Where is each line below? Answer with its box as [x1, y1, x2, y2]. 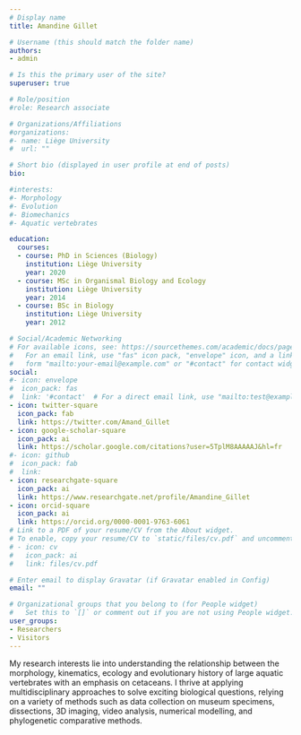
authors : [9, 46, 42, 55]
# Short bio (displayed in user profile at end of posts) [9, 160, 230, 170]
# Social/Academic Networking [9, 334, 123, 343]
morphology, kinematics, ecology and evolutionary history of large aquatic [9, 667, 284, 678]
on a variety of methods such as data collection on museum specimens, [9, 696, 275, 706]
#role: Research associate [9, 103, 110, 112]
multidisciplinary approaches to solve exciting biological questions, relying [9, 687, 284, 697]
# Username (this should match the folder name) [9, 38, 194, 47]
